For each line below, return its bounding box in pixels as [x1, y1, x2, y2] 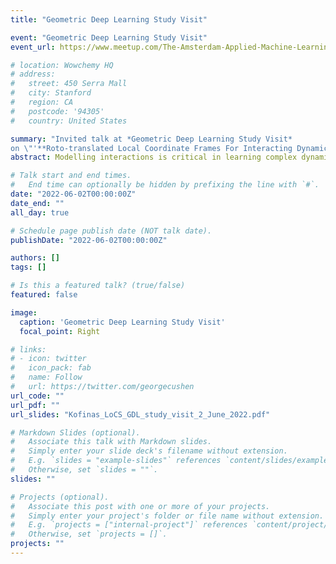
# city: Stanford [10, 88, 92, 98]
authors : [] [10, 253, 60, 263]
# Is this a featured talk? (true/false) [10, 281, 186, 291]
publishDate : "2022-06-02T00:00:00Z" [10, 235, 168, 245]
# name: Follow [10, 372, 83, 383]
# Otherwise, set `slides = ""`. [10, 465, 159, 475]
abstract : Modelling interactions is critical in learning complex [10, 152, 298, 163]
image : [10, 307, 38, 318]
